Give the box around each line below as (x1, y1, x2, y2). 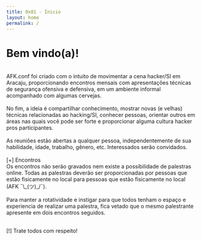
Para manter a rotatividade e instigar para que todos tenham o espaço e (6, 196, 186, 204)
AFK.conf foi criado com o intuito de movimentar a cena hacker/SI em (6, 73, 181, 80)
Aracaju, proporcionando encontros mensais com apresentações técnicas (6, 79, 191, 87)
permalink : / (6, 20, 39, 26)
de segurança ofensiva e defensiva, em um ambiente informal (6, 85, 161, 93)
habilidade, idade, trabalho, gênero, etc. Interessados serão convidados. (6, 144, 188, 151)
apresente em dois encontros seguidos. (6, 209, 106, 216)
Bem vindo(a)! (6, 46, 79, 60)
